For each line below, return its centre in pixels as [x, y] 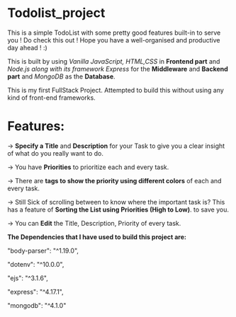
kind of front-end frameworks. [51, 98]
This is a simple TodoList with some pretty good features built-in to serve [114, 33]
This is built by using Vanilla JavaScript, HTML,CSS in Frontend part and [114, 61]
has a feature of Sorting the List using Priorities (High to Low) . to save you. [118, 209]
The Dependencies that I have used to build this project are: [97, 237]
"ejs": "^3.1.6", [28, 278]
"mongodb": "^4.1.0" [37, 305]
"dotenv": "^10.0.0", [36, 264]
